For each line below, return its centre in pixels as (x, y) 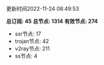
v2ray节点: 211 (32, 48)
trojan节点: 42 (32, 41)
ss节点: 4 (26, 56)
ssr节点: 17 (28, 34)
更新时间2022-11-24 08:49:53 (42, 9)
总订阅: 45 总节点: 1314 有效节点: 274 (52, 21)
